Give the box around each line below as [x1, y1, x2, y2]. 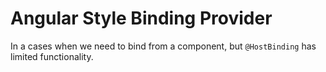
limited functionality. [10, 50, 94, 62]
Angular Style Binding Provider [10, 7, 273, 30]
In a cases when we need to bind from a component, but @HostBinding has [10, 40, 317, 52]
